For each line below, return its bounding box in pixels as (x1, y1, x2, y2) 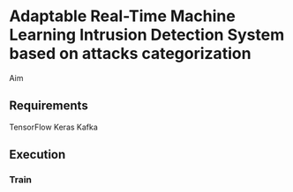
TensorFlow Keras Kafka (9, 122, 99, 132)
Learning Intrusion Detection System (9, 25, 285, 45)
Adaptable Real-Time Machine (9, 6, 236, 26)
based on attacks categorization (9, 44, 252, 63)
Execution (9, 147, 66, 162)
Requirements (9, 99, 88, 114)
